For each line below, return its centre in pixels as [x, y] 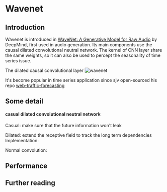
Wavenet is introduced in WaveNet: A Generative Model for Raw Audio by [81, 39]
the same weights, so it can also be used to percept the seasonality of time [83, 55]
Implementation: [22, 140]
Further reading [30, 183]
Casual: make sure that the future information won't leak [63, 125]
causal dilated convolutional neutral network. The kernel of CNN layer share [84, 50]
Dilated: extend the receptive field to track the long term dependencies [78, 135]
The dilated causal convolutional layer [45, 70]
